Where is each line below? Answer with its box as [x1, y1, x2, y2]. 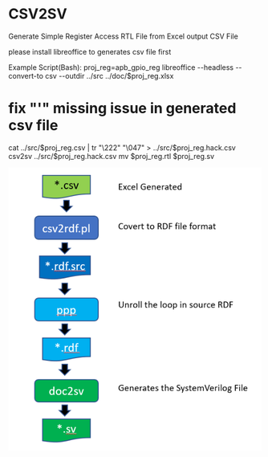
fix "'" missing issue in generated [8, 100, 237, 117]
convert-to [8, 71, 44, 80]
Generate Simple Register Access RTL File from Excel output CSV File [8, 31, 238, 41]
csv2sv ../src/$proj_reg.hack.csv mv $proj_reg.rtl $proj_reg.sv [8, 151, 215, 161]
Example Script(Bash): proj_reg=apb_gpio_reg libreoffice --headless [8, 62, 234, 72]
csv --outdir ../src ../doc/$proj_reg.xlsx [45, 71, 174, 80]
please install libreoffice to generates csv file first [8, 47, 172, 56]
